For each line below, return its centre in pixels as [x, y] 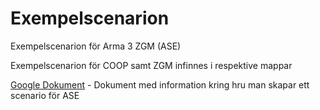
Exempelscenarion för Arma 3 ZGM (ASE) [96, 46]
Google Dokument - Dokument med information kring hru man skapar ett [160, 84]
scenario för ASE [45, 95]
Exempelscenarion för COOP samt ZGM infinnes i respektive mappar [151, 65]
